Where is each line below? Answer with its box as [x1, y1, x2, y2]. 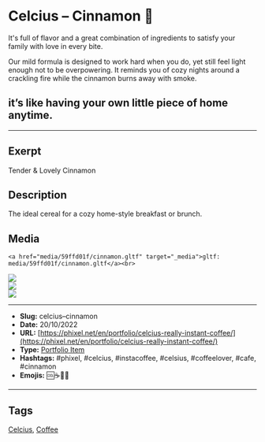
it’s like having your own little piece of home [8, 96, 229, 110]
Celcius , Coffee [8, 425, 59, 434]
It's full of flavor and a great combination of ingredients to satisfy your [8, 33, 236, 43]
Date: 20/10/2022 [19, 320, 78, 329]
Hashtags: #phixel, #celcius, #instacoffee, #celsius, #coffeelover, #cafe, [19, 354, 256, 363]
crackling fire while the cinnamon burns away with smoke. [8, 73, 197, 83]
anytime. [8, 109, 53, 122]
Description [8, 188, 67, 202]
